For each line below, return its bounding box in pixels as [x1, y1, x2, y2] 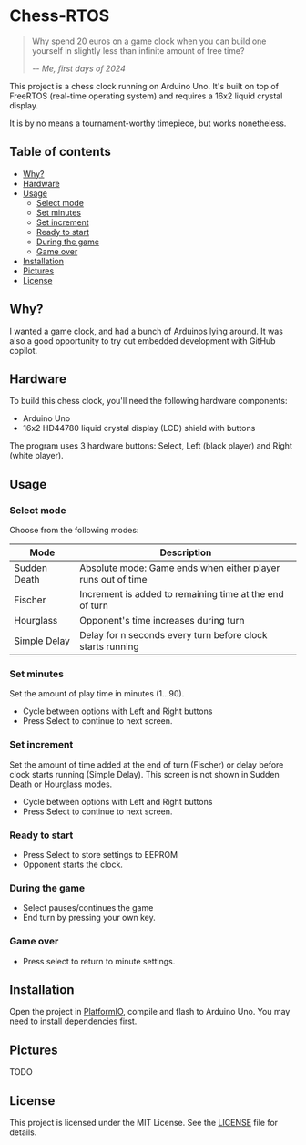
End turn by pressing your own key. [22, 913, 157, 923]
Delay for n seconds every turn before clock [78, 629, 268, 642]
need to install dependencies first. [9, 1016, 138, 1026]
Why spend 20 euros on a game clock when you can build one [31, 36, 267, 46]
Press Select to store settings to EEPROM [22, 849, 178, 860]
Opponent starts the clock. [22, 859, 123, 870]
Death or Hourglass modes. [9, 779, 113, 789]
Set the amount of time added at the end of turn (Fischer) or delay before [9, 758, 284, 770]
